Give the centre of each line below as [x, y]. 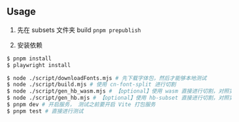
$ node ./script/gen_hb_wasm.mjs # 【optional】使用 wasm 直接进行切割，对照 [118, 91]
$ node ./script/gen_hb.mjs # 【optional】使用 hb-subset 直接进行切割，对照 [118, 98]
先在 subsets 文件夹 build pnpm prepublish [79, 30]
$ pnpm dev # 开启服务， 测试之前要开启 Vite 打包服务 [81, 105]
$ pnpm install [29, 59]
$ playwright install [39, 65]
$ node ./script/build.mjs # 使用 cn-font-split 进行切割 [91, 85]
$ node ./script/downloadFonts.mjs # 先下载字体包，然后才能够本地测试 [107, 78]
